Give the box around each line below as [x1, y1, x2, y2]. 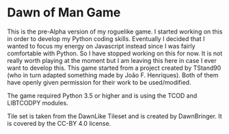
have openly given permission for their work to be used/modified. [7, 78, 191, 86]
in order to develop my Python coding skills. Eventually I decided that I [7, 34, 205, 42]
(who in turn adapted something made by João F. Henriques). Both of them [7, 70, 219, 79]
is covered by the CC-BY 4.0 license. [7, 119, 111, 127]
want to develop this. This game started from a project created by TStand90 [7, 64, 221, 72]
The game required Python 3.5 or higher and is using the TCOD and [7, 91, 198, 100]
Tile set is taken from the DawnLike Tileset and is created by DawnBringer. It [7, 111, 222, 120]
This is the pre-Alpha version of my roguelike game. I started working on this [7, 27, 223, 36]
